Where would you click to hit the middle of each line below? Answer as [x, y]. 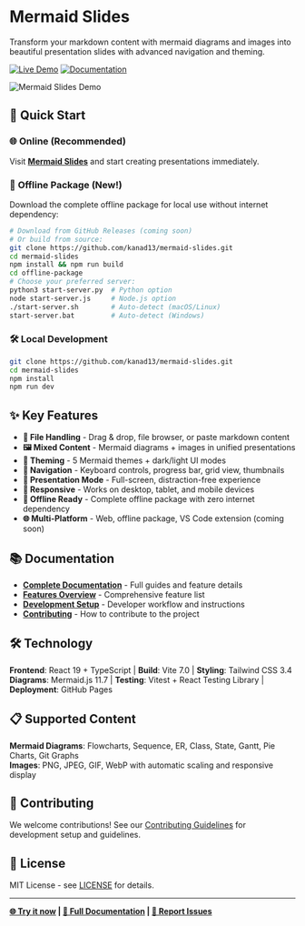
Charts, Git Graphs [44, 755]
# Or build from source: [56, 239]
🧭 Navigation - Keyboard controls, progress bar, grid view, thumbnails [153, 470]
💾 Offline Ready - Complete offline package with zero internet [139, 499]
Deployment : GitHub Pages [61, 689]
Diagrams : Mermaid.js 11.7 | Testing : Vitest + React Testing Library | [137, 679]
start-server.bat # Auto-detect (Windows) [107, 316]
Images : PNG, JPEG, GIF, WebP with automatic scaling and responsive [142, 765]
